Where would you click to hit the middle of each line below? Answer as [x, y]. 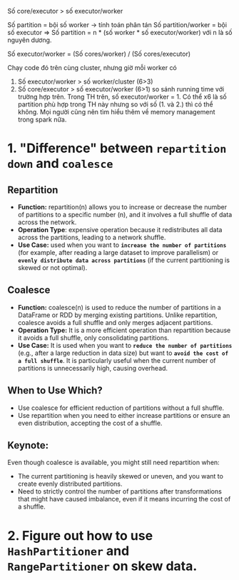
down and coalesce [60, 164]
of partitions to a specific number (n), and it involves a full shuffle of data [125, 215]
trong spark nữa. [42, 119]
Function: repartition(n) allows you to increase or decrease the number [122, 207]
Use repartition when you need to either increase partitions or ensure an [124, 415]
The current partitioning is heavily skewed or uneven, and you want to [120, 476]
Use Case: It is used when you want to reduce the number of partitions [125, 345]
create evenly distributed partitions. [70, 484]
